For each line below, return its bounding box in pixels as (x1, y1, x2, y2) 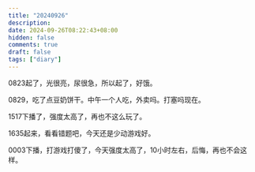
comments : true (8, 41, 58, 49)
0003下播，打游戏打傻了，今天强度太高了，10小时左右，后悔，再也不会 (8, 145, 241, 155)
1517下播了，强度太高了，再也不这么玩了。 (8, 111, 147, 121)
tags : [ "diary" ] (8, 56, 62, 64)
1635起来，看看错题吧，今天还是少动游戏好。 (8, 128, 156, 138)
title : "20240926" (8, 11, 69, 20)
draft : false (8, 48, 51, 56)
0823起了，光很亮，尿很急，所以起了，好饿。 (8, 78, 157, 88)
